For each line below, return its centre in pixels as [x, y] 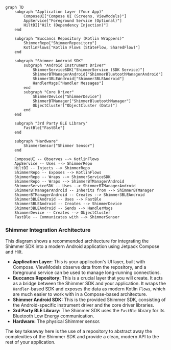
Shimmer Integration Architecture [48, 230]
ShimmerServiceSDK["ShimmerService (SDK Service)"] [89, 70]
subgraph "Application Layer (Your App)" [59, 12]
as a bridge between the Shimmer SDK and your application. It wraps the [89, 284]
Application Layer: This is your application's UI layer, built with [79, 262]
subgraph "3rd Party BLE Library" [51, 123]
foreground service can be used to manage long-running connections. [87, 272]
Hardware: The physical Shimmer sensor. [56, 321]
